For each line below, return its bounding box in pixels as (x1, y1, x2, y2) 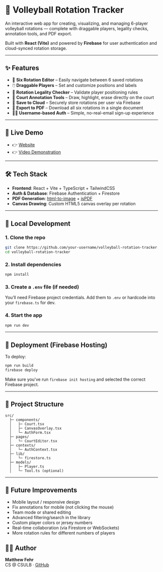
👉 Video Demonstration (12, 149, 61, 155)
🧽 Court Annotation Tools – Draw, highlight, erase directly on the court (12, 94, 154, 100)
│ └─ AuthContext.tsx (9, 447, 57, 452)
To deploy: (5, 354, 26, 360)
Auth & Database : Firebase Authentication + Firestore (12, 190, 120, 196)
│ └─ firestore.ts (9, 455, 51, 460)
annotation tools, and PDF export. (5, 31, 72, 36)
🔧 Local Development (5, 219, 71, 228)
